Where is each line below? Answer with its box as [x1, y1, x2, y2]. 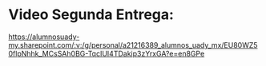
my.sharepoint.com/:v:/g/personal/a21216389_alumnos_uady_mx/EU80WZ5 [8, 40, 258, 49]
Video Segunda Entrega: [8, 6, 175, 24]
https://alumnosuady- [8, 32, 80, 41]
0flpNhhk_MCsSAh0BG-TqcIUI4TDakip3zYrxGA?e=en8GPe [8, 49, 205, 58]
